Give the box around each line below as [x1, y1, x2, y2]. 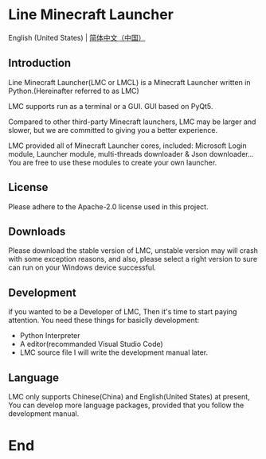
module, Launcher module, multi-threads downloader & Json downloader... [8, 149, 255, 158]
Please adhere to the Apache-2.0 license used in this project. [8, 201, 209, 212]
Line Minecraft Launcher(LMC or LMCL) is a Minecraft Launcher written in [8, 77, 251, 87]
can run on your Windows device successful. [8, 263, 157, 272]
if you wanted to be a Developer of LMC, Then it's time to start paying [8, 307, 237, 317]
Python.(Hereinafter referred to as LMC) [8, 86, 139, 95]
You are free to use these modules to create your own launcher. [8, 158, 217, 167]
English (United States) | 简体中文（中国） [8, 33, 146, 42]
